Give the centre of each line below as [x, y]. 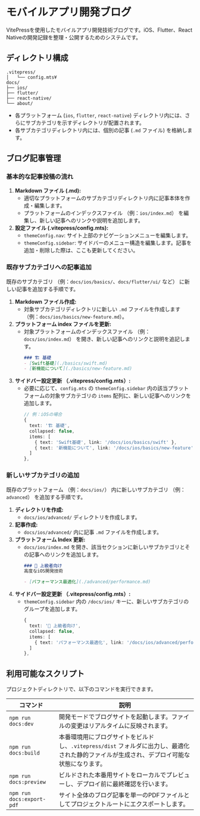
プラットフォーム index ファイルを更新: [63, 324]
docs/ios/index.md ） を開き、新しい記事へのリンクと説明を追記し [104, 339]
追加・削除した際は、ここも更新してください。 [81, 251]
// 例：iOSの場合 [43, 415]
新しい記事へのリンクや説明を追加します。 [92, 221]
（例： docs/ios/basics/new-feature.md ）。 [76, 316]
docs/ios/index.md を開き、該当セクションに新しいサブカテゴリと [104, 547]
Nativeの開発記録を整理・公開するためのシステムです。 [74, 37]
